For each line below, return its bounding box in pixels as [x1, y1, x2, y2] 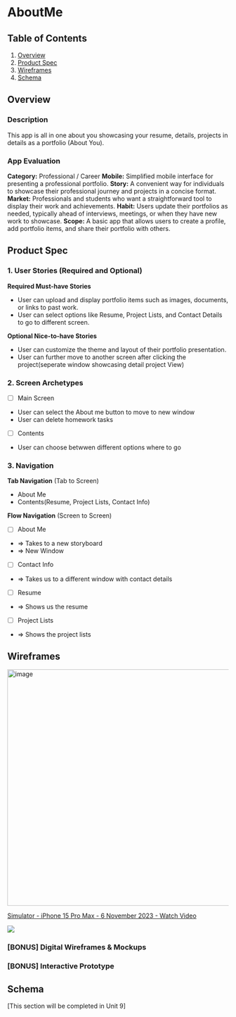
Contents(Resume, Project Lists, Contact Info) [17, 498, 150, 506]
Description [7, 115, 48, 125]
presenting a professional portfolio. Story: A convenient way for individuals [7, 179, 225, 187]
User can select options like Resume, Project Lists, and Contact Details [17, 311, 223, 319]
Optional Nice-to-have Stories [7, 332, 97, 340]
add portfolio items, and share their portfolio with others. [7, 224, 171, 232]
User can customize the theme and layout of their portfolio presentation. [17, 345, 227, 354]
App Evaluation [7, 156, 61, 166]
